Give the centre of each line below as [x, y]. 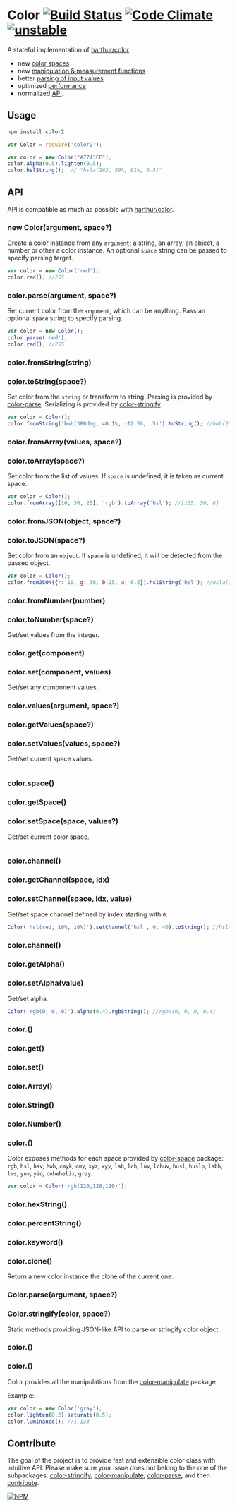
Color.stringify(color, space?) [59, 1314]
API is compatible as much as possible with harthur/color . [91, 209]
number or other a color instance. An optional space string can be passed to [117, 250]
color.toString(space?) [47, 381]
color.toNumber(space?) [50, 619]
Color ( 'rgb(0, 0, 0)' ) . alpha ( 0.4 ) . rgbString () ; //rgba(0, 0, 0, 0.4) [112, 1011]
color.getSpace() [37, 802]
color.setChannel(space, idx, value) [70, 899]
